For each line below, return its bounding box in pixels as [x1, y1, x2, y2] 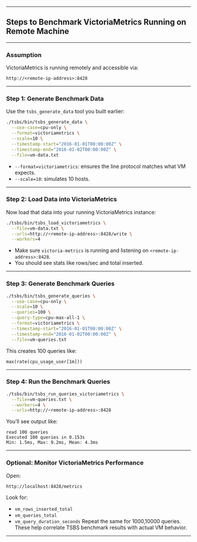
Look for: [6, 494, 28, 501]
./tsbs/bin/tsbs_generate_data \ [6, 119, 88, 125]
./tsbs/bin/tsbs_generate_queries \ [6, 293, 96, 299]
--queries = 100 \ [11, 309, 51, 315]
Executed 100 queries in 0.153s [6, 435, 85, 440]
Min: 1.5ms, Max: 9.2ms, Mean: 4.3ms [6, 440, 98, 446]
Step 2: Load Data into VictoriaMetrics [6, 195, 117, 203]
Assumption [6, 51, 42, 59]
